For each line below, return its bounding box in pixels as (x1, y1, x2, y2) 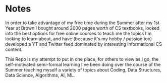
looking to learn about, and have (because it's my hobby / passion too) (5, 36, 152, 42)
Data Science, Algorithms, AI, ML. (5, 72, 75, 78)
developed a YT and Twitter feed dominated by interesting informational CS (5, 41, 162, 47)
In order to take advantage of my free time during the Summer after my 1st (5, 20, 160, 26)
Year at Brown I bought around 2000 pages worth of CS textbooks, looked (5, 25, 160, 31)
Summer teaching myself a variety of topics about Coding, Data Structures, (5, 66, 161, 73)
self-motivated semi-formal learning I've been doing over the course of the (5, 61, 161, 67)
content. (5, 46, 23, 52)
